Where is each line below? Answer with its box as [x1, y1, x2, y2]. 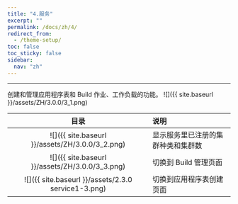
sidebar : [7, 57, 33, 64]
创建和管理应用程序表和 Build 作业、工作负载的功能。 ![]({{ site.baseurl [7, 90, 214, 98]
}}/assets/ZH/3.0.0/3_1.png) [7, 98, 88, 106]
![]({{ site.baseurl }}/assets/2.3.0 [23, 174, 132, 184]
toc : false [7, 43, 40, 50]
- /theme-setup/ [13, 37, 62, 44]
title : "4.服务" [7, 10, 53, 18]
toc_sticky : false [7, 50, 62, 57]
